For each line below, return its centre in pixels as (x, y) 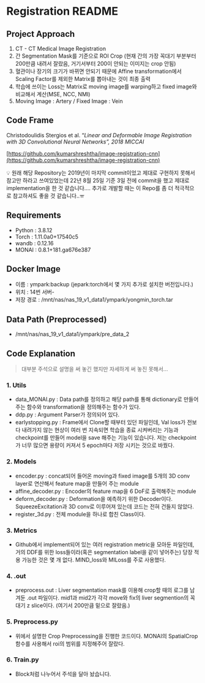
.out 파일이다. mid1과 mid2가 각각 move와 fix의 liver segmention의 (108, 598)
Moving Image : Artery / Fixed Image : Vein (69, 101)
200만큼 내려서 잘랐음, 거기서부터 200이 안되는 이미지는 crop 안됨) (95, 63)
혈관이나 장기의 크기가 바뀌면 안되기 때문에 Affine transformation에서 (98, 71)
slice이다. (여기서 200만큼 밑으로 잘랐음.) (81, 606)
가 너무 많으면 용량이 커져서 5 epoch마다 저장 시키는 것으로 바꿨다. (95, 445)
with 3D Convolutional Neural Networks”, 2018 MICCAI (75, 142)
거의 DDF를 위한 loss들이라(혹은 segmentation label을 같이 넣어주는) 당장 (104, 552)
